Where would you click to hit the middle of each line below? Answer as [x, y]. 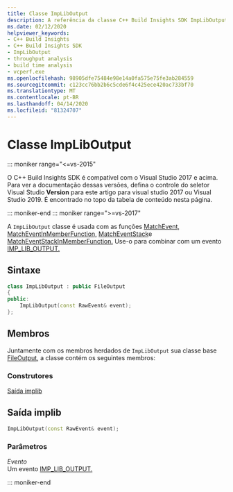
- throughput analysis [40, 59]
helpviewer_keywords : [38, 33]
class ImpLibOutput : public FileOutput [67, 286]
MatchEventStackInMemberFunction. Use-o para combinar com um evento [114, 241]
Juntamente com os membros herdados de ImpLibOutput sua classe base [112, 350]
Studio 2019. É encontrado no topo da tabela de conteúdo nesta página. [110, 199]
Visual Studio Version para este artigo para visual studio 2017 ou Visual [109, 192]
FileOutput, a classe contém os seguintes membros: [81, 357]
